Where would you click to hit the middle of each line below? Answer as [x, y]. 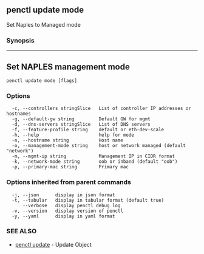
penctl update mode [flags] [42, 81]
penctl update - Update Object [53, 244]
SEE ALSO [22, 232]
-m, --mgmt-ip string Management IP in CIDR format [93, 156]
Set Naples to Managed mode [43, 24]
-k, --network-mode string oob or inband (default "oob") [95, 162]
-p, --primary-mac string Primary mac [70, 167]
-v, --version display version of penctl [67, 211]
